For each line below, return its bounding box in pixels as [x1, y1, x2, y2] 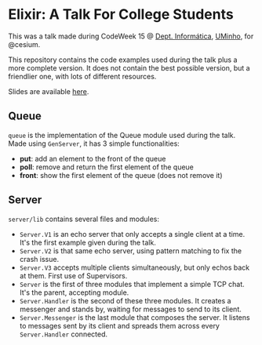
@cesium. [8, 39, 41, 49]
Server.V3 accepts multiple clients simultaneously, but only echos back [19, 263, 250, 272]
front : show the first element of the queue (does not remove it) [19, 170, 223, 180]
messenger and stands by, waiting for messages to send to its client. [19, 304, 242, 314]
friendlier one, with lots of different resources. [8, 71, 157, 81]
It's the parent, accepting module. [19, 288, 129, 297]
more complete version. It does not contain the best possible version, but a [8, 63, 250, 72]
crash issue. [19, 254, 60, 263]
